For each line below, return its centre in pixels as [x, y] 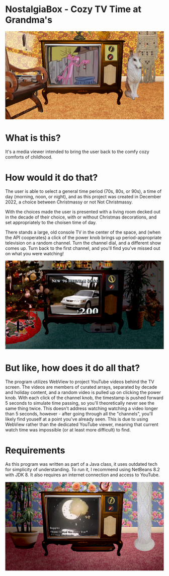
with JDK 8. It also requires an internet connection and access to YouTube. [82, 475]
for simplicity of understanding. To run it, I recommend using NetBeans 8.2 [82, 470]
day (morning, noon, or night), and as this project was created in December [83, 197]
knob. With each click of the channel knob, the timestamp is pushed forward [84, 398]
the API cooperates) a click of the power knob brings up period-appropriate [83, 238]
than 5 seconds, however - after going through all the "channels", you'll [79, 414]
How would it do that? [52, 177]
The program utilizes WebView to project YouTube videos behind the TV [80, 382]
